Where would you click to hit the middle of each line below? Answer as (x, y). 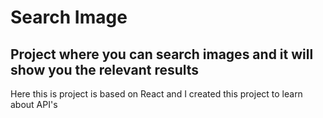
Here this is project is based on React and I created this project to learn (156, 94)
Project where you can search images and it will (162, 54)
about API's (34, 104)
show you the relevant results (105, 69)
